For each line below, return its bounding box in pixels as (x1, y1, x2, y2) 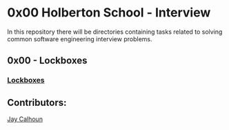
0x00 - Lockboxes (7, 55, 88, 67)
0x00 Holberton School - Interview (7, 5, 211, 21)
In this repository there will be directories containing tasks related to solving (7, 28, 223, 36)
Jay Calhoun (7, 115, 43, 123)
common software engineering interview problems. (7, 34, 152, 43)
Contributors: (7, 96, 67, 108)
